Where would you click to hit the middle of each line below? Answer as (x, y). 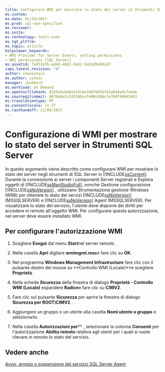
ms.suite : (15, 32)
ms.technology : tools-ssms (33, 37)
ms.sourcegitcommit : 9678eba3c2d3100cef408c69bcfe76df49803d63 (71, 96)
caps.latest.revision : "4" (33, 69)
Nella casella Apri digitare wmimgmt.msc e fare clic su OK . (72, 253)
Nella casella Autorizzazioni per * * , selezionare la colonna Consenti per (86, 326)
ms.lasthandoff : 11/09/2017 (34, 110)
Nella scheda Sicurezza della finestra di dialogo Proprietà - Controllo (82, 282)
